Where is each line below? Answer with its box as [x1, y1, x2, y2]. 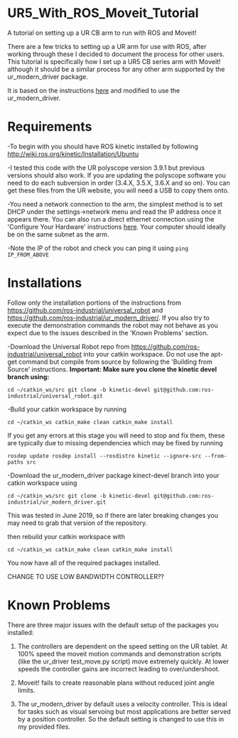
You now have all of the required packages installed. [7, 558, 161, 567]
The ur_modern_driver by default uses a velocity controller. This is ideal [17, 700, 227, 708]
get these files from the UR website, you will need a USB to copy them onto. [7, 186, 229, 195]
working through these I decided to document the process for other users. [7, 50, 225, 58]
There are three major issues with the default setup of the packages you [7, 620, 219, 629]
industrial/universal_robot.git [7, 392, 103, 399]
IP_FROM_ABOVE [7, 251, 50, 259]
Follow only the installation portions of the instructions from [7, 298, 182, 307]
